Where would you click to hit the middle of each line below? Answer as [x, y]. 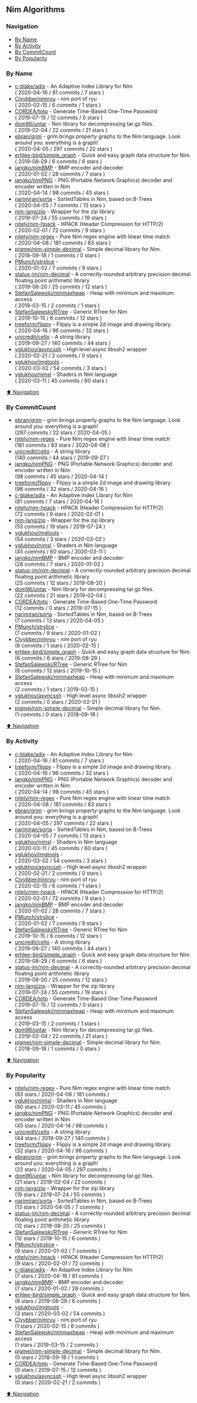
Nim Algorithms [36, 10]
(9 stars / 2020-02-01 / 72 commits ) [59, 1263]
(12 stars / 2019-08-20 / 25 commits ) [60, 1226]
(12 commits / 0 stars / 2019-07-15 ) [58, 608]
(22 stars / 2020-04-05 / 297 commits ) [63, 1169]
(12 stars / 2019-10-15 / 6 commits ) [58, 1238]
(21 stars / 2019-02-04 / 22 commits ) [60, 1182]
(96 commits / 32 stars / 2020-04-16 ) [61, 489]
